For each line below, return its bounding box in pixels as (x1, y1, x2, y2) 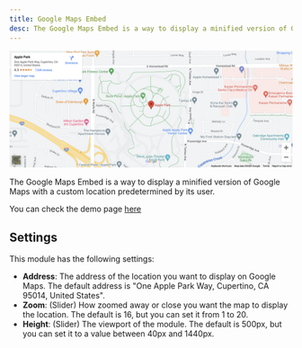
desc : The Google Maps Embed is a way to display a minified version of (9, 23, 288, 33)
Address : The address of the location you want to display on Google (22, 271, 276, 281)
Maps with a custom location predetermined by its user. (9, 186, 216, 197)
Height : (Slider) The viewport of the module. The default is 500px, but (22, 319, 282, 329)
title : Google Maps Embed (9, 14, 106, 23)
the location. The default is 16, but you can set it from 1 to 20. (22, 309, 249, 319)
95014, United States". (22, 290, 105, 300)
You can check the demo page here (9, 203, 142, 215)
